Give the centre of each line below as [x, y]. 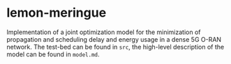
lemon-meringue [57, 13]
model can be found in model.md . [53, 54]
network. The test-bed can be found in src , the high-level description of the [115, 47]
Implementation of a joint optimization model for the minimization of [104, 32]
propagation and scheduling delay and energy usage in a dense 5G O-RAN [114, 39]
